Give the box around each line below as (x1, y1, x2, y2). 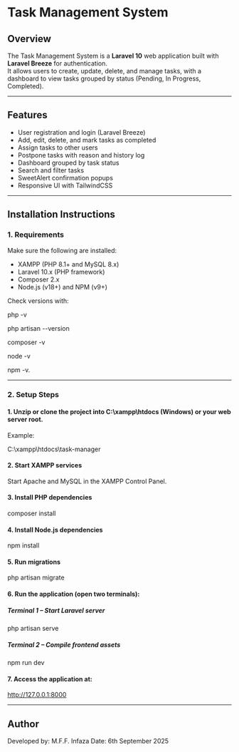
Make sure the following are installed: (7, 246, 117, 254)
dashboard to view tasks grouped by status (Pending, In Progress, (7, 74, 201, 83)
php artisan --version (7, 324, 70, 332)
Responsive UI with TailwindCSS (17, 181, 113, 190)
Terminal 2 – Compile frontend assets (7, 640, 121, 649)
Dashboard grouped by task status (17, 158, 119, 167)
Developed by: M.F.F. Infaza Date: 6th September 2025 (7, 736, 169, 745)
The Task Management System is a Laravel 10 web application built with (7, 51, 219, 60)
